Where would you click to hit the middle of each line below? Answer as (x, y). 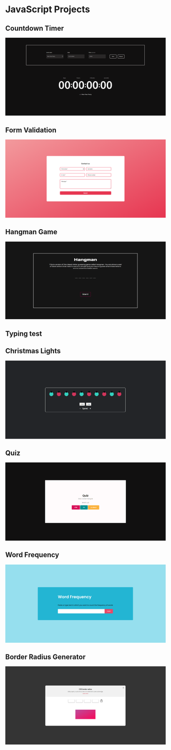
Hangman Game (31, 232)
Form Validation (31, 130)
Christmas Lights (33, 351)
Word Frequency (32, 555)
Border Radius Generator (45, 657)
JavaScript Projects (48, 9)
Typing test (24, 334)
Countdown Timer (35, 28)
